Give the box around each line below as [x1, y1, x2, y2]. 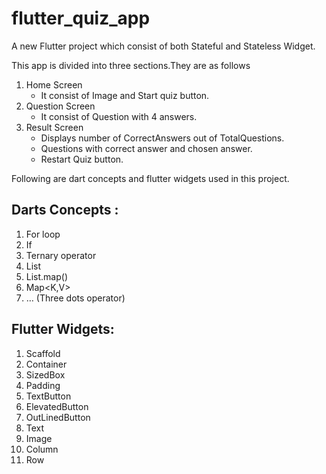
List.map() [25, 270, 69, 282]
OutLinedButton [25, 411, 91, 423]
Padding [25, 379, 61, 391]
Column [25, 443, 59, 455]
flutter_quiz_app [11, 7, 151, 30]
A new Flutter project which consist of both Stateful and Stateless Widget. [11, 40, 316, 52]
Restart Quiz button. [40, 153, 124, 165]
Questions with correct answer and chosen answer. [40, 142, 253, 154]
